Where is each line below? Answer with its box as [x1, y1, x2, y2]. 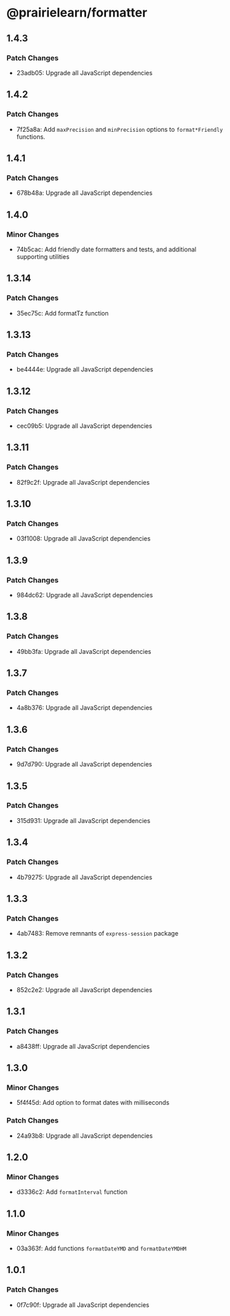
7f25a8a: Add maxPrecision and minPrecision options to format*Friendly [16, 125, 223, 133]
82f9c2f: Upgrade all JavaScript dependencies [16, 478, 150, 486]
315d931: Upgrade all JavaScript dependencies [16, 816, 151, 824]
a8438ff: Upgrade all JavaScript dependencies [16, 1042, 150, 1050]
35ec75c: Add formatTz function [16, 309, 109, 317]
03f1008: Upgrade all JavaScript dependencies [16, 534, 151, 543]
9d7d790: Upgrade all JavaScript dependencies [16, 760, 152, 768]
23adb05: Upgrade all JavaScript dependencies [16, 68, 153, 77]
